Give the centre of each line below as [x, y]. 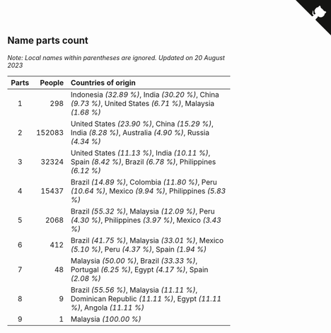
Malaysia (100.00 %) [106, 319]
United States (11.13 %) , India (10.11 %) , [140, 153]
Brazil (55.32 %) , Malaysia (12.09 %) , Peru [143, 211]
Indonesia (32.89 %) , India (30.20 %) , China [145, 94]
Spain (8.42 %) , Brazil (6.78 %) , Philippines [143, 161]
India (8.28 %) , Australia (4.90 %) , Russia [140, 132]
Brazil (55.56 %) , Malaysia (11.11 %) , [134, 290]
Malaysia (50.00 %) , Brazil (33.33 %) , [134, 260]
